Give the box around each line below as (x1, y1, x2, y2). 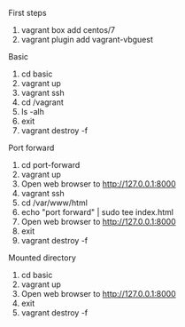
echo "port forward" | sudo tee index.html (20, 207, 174, 217)
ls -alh (20, 107, 45, 116)
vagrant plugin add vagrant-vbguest (20, 35, 154, 44)
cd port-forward (20, 160, 81, 170)
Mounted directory (8, 252, 77, 263)
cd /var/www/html (20, 197, 88, 208)
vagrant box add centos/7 (20, 25, 116, 35)
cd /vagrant (20, 97, 64, 108)
